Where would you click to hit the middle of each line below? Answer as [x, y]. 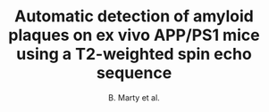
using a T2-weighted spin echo [134, 54]
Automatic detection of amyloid [134, 16]
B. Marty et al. [134, 97]
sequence [134, 73]
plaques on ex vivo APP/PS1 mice [134, 35]
